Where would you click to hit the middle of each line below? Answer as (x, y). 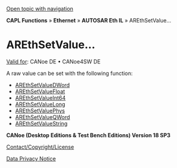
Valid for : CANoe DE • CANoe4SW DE (54, 61)
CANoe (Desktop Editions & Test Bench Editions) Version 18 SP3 (88, 135)
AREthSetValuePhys (40, 111)
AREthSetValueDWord (42, 85)
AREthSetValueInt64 (40, 98)
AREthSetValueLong (40, 104)
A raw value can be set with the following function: (70, 73)
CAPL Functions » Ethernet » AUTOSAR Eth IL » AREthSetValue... (89, 20)
